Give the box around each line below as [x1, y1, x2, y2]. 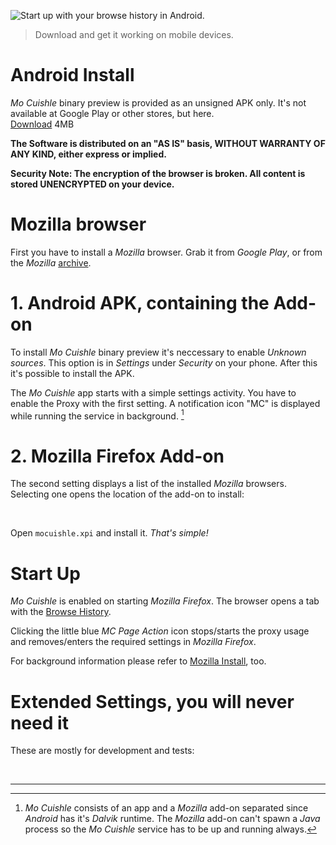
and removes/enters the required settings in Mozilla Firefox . [10, 636, 257, 648]
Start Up [10, 562, 81, 585]
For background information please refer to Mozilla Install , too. [10, 655, 267, 667]
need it [10, 711, 69, 734]
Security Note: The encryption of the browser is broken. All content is [10, 167, 306, 179]
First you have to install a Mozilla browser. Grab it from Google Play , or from [10, 246, 323, 258]
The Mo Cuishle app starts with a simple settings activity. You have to [10, 386, 297, 399]
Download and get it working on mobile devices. [34, 29, 234, 40]
